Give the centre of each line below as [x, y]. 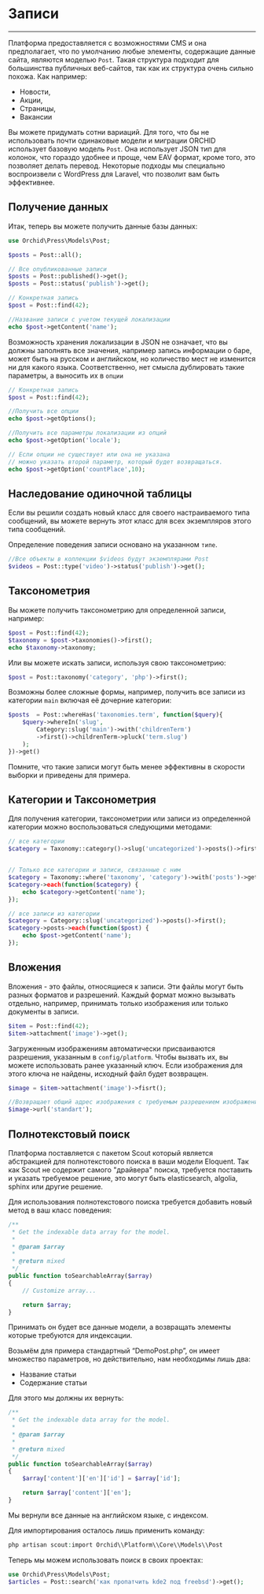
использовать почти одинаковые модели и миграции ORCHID [112, 140]
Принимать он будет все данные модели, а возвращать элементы [120, 1327]
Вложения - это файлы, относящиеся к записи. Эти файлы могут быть [126, 986]
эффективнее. [31, 182]
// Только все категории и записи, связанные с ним [94, 870]
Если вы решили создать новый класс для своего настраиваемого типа [129, 512]
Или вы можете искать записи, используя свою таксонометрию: [117, 662]
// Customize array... [59, 1290]
